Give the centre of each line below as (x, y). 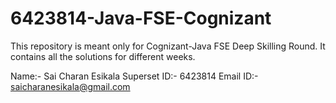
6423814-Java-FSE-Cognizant (141, 18)
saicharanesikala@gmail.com (70, 86)
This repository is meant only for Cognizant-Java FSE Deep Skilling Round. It (168, 46)
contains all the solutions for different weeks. (103, 56)
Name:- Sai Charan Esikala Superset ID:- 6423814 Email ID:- (134, 76)
